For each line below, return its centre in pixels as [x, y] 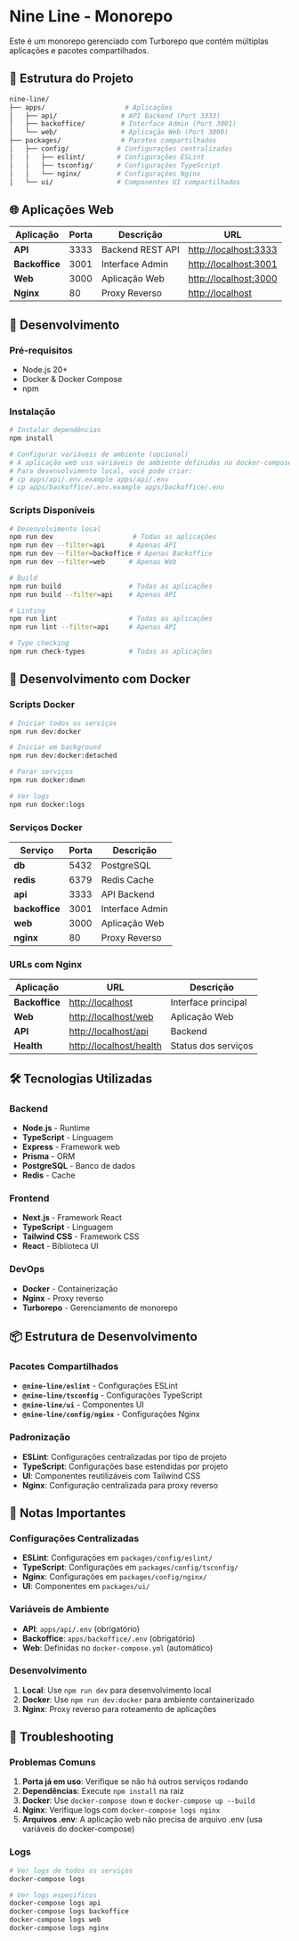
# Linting [28, 611]
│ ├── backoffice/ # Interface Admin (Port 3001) [123, 124]
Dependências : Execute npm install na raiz [103, 1791]
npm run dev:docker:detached [63, 756]
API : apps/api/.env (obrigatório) [81, 1628]
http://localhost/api [109, 1032]
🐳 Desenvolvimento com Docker [100, 679]
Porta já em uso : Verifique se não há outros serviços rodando [135, 1782]
